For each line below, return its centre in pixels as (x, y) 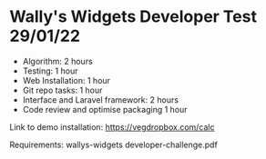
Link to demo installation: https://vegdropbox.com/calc (112, 127)
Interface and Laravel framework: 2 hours (101, 99)
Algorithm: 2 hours (57, 61)
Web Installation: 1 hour (66, 80)
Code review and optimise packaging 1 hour (105, 109)
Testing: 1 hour (50, 71)
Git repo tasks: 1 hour (62, 90)
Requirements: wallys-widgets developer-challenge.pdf (114, 144)
